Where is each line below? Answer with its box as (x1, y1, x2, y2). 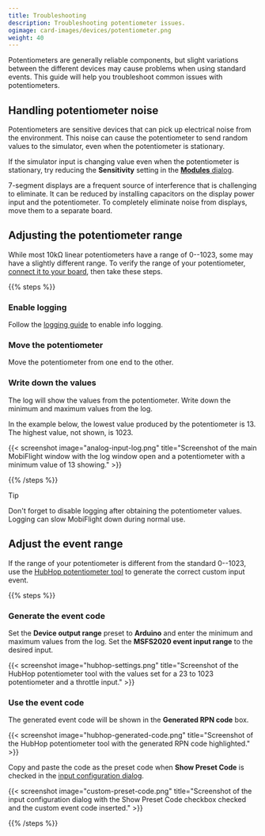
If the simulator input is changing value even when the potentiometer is (8, 157, 240, 166)
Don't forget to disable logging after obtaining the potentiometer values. (8, 506, 243, 515)
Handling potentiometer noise (8, 104, 159, 117)
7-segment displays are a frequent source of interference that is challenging (8, 181, 257, 190)
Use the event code (8, 697, 85, 708)
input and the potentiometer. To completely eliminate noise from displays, (8, 197, 248, 207)
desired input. (8, 645, 54, 655)
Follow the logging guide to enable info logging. (8, 320, 164, 330)
